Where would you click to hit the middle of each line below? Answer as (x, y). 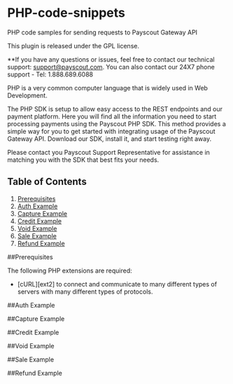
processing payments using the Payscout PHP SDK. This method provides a (116, 123)
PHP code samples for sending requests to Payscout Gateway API (103, 32)
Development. (27, 95)
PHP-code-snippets (66, 13)
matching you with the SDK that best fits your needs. (83, 160)
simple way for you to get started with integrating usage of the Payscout (111, 131)
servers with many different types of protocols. (85, 292)
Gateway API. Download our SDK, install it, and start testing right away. (110, 139)
